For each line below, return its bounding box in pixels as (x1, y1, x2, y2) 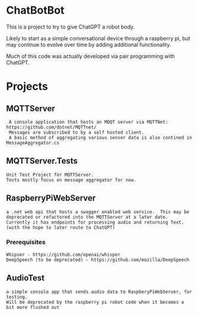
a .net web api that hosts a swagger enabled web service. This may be (6, 209, 190, 215)
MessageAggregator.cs (6, 140, 60, 146)
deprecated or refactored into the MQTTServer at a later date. (6, 214, 168, 220)
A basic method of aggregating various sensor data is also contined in (8, 134, 193, 140)
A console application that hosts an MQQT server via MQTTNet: (8, 119, 168, 125)
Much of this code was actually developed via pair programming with (6, 52, 175, 59)
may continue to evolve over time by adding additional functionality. (6, 41, 171, 48)
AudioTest (6, 273, 45, 283)
